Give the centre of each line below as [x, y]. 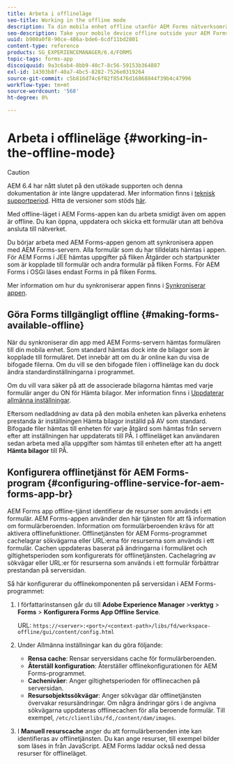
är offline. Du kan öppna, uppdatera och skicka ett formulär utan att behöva [115, 221]
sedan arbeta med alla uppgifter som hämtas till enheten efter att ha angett [115, 443]
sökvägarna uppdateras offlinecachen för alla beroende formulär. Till [126, 710]
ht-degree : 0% [28, 98]
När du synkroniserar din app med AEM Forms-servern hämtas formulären [114, 342]
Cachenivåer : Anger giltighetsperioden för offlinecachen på [114, 681]
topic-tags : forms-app [40, 59]
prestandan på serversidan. [47, 570]
